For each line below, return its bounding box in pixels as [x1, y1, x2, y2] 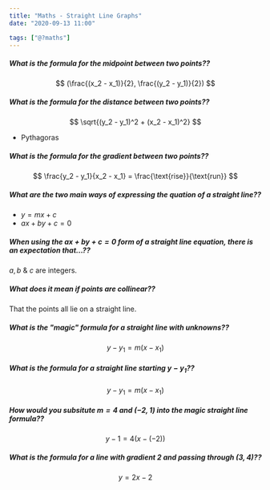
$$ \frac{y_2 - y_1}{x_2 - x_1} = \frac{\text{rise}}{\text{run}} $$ [32, 172, 239, 181]
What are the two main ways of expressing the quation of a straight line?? [9, 189, 262, 199]
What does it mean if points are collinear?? [9, 284, 155, 294]
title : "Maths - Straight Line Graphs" [9, 11, 143, 20]
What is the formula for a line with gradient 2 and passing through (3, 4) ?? [9, 452, 262, 462]
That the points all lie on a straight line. [9, 304, 137, 314]
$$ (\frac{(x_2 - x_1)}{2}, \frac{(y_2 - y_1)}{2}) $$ [55, 79, 216, 88]
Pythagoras [20, 133, 59, 143]
